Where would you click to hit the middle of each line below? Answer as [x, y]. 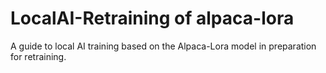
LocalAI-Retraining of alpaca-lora [152, 18]
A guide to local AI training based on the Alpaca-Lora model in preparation [163, 46]
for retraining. [38, 56]
